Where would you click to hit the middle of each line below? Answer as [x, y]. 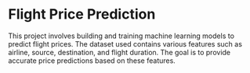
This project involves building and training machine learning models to [121, 36]
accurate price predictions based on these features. [92, 61]
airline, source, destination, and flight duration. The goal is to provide [120, 52]
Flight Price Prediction [82, 14]
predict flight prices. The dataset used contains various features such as [125, 43]
